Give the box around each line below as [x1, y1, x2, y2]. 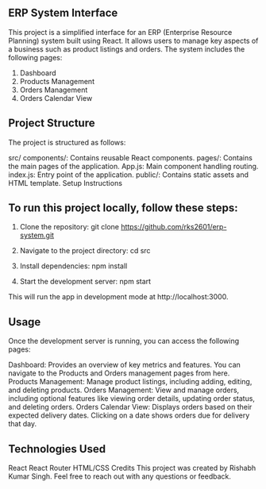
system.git [19, 230, 54, 241]
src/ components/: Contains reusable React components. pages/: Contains [8, 152, 253, 162]
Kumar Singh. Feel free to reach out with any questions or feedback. [8, 472, 232, 481]
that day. [8, 419, 37, 429]
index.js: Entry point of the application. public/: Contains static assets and [8, 170, 249, 179]
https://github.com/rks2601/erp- [120, 222, 227, 232]
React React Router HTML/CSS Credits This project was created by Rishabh [8, 464, 256, 473]
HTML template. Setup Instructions [8, 178, 123, 187]
